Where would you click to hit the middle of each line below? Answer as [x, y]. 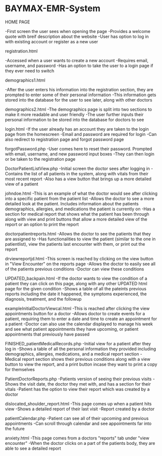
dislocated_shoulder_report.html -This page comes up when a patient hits [78, 404]
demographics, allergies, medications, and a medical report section [72, 354]
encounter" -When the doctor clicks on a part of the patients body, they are [80, 443]
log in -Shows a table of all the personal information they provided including [81, 349]
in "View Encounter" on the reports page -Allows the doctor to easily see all [80, 264]
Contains [14, 173]
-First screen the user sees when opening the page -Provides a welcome [78, 31]
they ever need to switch [30, 70]
